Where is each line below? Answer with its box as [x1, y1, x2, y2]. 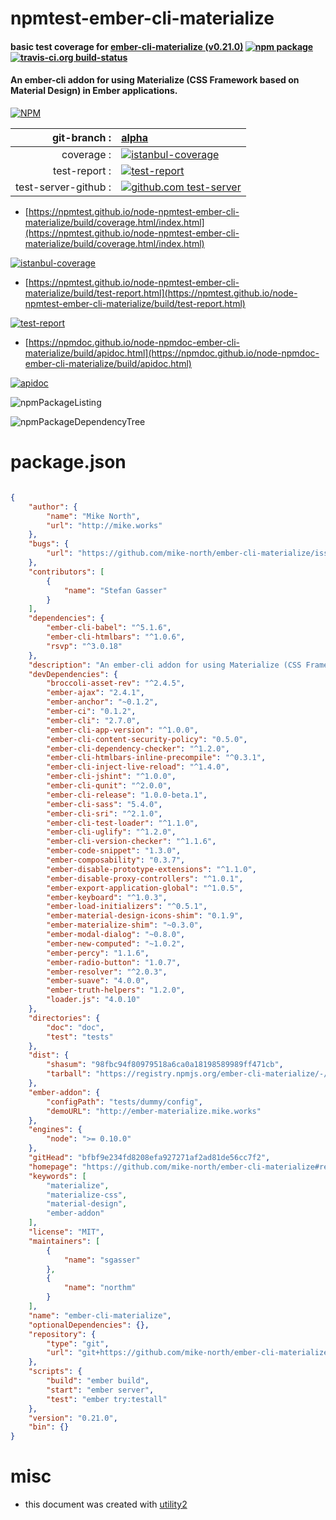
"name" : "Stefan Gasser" [63, 585, 168, 596]
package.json [10, 451, 127, 474]
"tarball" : [46, 1069, 92, 1079]
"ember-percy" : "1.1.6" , [46, 948, 150, 958]
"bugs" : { [28, 539, 70, 549]
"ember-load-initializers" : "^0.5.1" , [46, 902, 208, 912]
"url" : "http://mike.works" [46, 520, 163, 531]
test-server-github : [15, 180, 112, 194]
